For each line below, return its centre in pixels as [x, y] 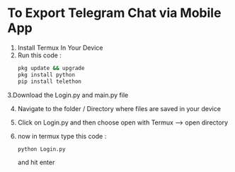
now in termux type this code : [62, 136]
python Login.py [41, 149]
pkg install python [46, 75]
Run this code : [39, 55]
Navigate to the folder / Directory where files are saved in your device [119, 108]
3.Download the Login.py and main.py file [68, 95]
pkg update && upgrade [51, 68]
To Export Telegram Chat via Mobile [114, 13]
